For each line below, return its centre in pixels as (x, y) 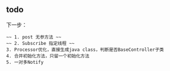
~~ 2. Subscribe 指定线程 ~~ (40, 43)
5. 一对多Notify (25, 62)
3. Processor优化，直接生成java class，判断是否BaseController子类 (85, 50)
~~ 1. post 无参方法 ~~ (34, 37)
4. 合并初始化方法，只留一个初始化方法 (48, 56)
